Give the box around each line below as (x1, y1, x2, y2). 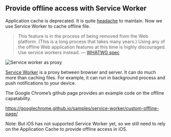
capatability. (5, 95, 31, 101)
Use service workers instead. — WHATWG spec (17, 49, 120, 55)
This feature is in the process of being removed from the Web (17, 33, 148, 39)
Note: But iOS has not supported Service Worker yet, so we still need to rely (5, 120, 166, 127)
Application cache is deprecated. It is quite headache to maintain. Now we (5, 17, 163, 24)
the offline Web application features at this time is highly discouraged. (17, 43, 166, 50)
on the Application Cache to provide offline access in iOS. (5, 126, 127, 132)
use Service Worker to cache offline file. (5, 23, 91, 29)
